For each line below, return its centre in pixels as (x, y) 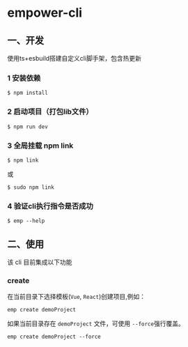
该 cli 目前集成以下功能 (40, 262)
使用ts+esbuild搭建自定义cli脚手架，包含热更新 (74, 58)
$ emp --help (26, 221)
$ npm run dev (28, 127)
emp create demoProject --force (54, 337)
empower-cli (45, 13)
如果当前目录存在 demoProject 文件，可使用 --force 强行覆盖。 (96, 324)
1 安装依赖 (24, 78)
